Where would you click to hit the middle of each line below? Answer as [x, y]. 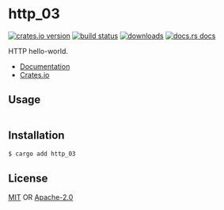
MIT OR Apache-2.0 [41, 197]
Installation [36, 136]
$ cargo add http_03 [42, 154]
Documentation [45, 66]
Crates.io [34, 74]
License [28, 178]
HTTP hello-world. [38, 51]
